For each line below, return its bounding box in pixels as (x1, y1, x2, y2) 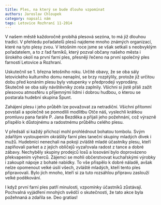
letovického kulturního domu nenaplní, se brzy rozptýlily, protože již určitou (5, 74, 155, 80)
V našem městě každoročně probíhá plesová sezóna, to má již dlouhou (5, 34, 146, 40)
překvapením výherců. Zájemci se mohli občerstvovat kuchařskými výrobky (5, 154, 156, 160)
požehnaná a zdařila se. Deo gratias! (5, 194, 78, 201)
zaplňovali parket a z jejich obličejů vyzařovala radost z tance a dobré (5, 144, 144, 150)
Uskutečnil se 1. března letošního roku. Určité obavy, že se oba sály (5, 69, 139, 75)
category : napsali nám (5, 16, 51, 21)
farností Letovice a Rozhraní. (5, 59, 62, 65)
